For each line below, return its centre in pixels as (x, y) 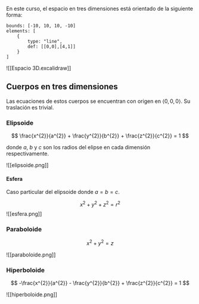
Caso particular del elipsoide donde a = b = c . (63, 192)
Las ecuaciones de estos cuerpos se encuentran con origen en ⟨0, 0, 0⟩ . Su (98, 101)
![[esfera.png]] (24, 214)
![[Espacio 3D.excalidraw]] (39, 68)
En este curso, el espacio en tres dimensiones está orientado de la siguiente (100, 9)
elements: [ (21, 31)
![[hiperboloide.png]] (32, 294)
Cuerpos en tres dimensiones (62, 87)
